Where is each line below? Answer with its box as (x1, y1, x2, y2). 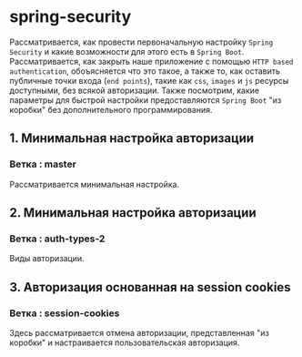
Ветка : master (9, 158, 77, 170)
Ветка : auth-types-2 (9, 232, 106, 245)
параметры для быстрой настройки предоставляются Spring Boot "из (9, 94, 282, 106)
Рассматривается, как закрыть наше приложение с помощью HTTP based (9, 56, 294, 66)
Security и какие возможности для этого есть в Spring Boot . (9, 46, 245, 56)
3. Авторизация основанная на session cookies (9, 280, 291, 295)
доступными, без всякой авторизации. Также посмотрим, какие (9, 85, 260, 96)
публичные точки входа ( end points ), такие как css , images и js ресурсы (9, 75, 289, 86)
